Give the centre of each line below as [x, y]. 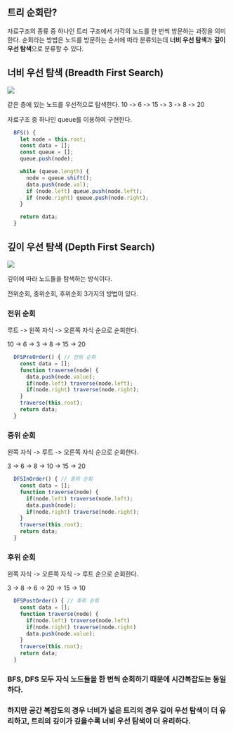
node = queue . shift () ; [59, 178]
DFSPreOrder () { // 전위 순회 [55, 358]
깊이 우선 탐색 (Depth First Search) [81, 247]
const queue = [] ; [47, 152]
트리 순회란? [32, 13]
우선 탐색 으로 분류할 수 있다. [46, 49]
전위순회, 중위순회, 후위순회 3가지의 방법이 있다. [73, 294]
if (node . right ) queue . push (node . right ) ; [87, 198]
